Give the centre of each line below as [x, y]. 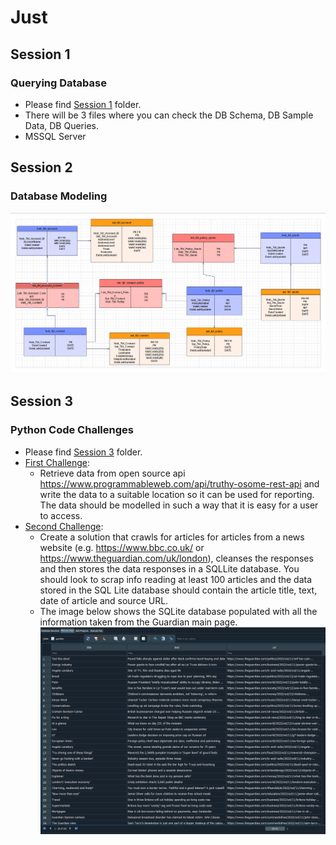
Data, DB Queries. [61, 125]
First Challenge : [57, 462]
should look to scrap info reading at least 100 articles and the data [176, 579]
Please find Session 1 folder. [83, 104]
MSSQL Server [55, 136]
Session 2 [41, 167]
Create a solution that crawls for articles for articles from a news [172, 537]
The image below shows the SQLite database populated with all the [178, 611]
